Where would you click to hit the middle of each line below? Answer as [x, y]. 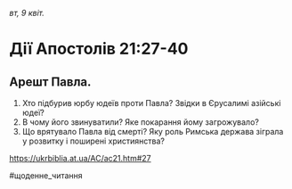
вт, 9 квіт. [27, 13]
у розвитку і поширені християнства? [93, 141]
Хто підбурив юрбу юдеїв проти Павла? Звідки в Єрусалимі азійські [151, 103]
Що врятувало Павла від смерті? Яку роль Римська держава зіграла [153, 131]
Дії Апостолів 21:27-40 [99, 49]
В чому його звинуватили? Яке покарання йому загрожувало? [141, 122]
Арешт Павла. [50, 82]
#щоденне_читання [46, 176]
